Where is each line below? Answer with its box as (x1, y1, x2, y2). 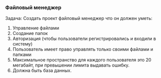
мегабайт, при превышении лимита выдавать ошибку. (12, 62, 130, 68)
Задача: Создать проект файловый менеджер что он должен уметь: (5, 15, 153, 21)
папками (12, 51, 32, 57)
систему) (12, 41, 33, 47)
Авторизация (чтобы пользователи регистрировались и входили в (12, 35, 156, 41)
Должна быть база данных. (12, 67, 72, 73)
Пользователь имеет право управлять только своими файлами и (12, 46, 153, 52)
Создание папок (12, 30, 48, 36)
